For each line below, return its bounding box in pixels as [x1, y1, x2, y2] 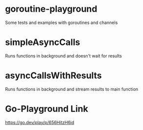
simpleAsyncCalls [5, 37, 80, 48]
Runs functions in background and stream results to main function [5, 86, 139, 92]
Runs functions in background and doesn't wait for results [5, 53, 122, 59]
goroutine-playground [5, 3, 97, 15]
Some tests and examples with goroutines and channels [5, 20, 118, 25]
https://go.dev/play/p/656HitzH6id [5, 119, 74, 125]
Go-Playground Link [5, 104, 88, 114]
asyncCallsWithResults [5, 70, 102, 81]
